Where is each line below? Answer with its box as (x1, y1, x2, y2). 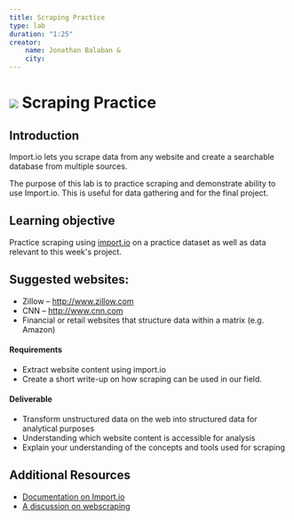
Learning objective (9, 213, 115, 228)
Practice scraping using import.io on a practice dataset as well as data (9, 236, 266, 247)
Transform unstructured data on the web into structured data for (21, 414, 258, 425)
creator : (9, 37, 42, 47)
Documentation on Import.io (21, 491, 125, 502)
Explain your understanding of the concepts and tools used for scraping (21, 442, 286, 453)
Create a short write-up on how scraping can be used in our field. (21, 373, 262, 384)
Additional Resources (9, 468, 131, 483)
